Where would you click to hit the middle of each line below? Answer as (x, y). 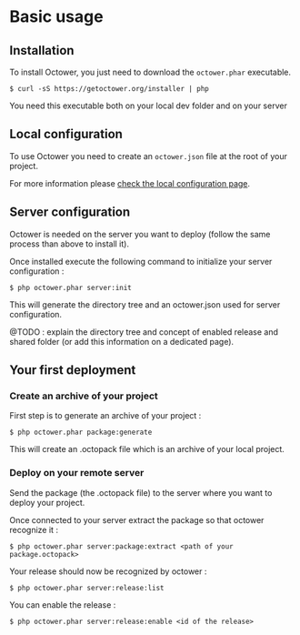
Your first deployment (73, 370)
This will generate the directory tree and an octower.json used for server (145, 304)
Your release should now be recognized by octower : (108, 571)
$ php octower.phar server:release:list (87, 588)
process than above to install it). (70, 244)
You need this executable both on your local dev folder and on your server (149, 106)
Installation (42, 50)
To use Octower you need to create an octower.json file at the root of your (149, 156)
